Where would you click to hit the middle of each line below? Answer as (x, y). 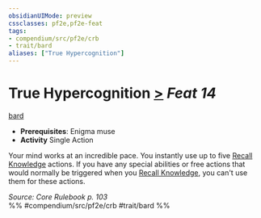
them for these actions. (47, 181)
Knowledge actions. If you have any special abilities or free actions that (127, 164)
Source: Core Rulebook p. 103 (58, 197)
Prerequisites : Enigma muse (67, 131)
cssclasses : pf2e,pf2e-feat (56, 23)
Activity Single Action (57, 140)
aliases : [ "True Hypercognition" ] (67, 53)
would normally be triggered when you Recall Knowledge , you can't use (128, 172)
